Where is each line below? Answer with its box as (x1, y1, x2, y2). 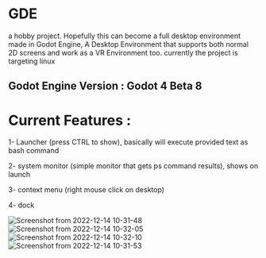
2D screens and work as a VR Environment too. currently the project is (8, 48, 238, 57)
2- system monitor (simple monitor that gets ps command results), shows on (8, 161, 259, 171)
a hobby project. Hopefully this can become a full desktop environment (8, 31, 241, 40)
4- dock (8, 200, 35, 210)
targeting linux (8, 56, 56, 66)
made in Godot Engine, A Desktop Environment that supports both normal (8, 39, 249, 48)
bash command (8, 146, 60, 156)
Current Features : (8, 111, 132, 129)
